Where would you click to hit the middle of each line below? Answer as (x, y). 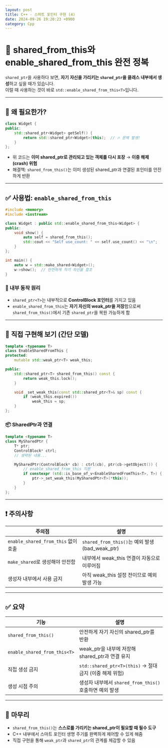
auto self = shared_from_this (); (58, 237)
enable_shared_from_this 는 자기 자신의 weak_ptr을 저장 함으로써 (76, 306)
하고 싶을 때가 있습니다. (32, 84)
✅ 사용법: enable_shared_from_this (58, 198)
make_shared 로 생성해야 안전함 (42, 562)
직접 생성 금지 (23, 669)
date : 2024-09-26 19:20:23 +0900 (40, 19)
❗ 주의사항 (19, 514)
